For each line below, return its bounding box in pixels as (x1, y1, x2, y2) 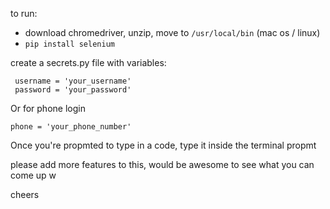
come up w (10, 169, 57, 181)
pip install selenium (24, 39, 115, 49)
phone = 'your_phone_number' (10, 122, 132, 132)
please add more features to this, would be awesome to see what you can (10, 159, 315, 170)
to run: (10, 8, 38, 19)
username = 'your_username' (14, 76, 132, 86)
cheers (10, 189, 40, 200)
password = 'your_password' (14, 85, 132, 95)
